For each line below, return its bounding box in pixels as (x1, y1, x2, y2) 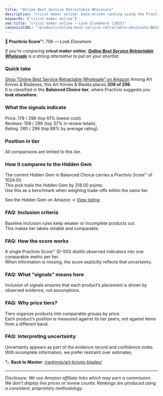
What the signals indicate (5, 104, 66, 111)
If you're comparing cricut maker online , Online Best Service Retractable (5, 48, 154, 54)
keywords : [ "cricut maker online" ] (5, 16, 77, 21)
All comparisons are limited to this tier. (5, 149, 81, 155)
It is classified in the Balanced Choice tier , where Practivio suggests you (5, 87, 150, 93)
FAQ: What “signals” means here (5, 271, 84, 278)
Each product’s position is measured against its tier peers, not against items (5, 316, 156, 321)
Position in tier (5, 137, 40, 144)
